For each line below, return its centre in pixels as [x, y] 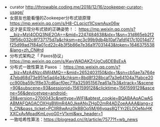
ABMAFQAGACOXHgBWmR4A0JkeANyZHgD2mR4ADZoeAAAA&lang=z [81, 103]
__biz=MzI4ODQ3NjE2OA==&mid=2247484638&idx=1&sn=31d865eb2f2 [82, 34]
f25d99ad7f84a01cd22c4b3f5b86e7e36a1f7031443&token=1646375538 [82, 45]
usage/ [17, 12]
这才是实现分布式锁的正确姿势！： [44, 29]
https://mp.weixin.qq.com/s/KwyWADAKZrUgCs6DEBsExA [68, 61]
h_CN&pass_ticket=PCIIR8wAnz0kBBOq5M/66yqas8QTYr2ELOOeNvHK [81, 108]
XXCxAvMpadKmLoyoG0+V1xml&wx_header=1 [56, 114]
